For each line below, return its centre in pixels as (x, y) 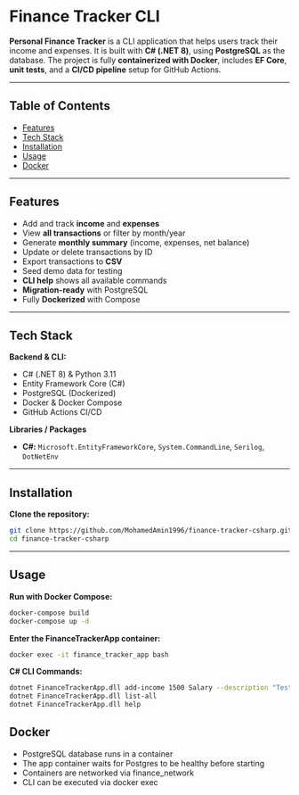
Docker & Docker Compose (72, 402)
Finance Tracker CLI (85, 17)
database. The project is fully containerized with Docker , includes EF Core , (148, 60)
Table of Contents (60, 106)
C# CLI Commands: (46, 672)
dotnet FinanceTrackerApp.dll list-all (83, 696)
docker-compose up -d (49, 621)
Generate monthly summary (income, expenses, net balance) (136, 242)
